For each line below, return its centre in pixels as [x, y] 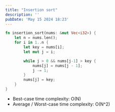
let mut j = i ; [40, 52]
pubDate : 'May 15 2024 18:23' [37, 19]
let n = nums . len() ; [36, 38]
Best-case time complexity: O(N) [47, 98]
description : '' [22, 15]
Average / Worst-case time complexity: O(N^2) [61, 104]
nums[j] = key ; [40, 80]
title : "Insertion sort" [31, 10]
